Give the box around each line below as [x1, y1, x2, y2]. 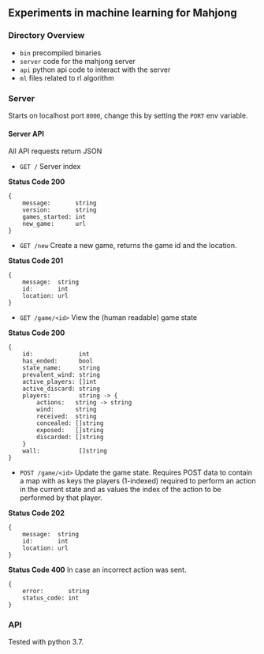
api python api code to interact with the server [19, 65, 171, 74]
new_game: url [22, 220, 87, 228]
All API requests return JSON [8, 146, 102, 156]
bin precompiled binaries [19, 47, 102, 58]
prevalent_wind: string [22, 371, 101, 379]
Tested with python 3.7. [8, 637, 84, 647]
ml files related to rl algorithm [19, 73, 114, 82]
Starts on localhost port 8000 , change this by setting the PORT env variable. [8, 111, 248, 120]
